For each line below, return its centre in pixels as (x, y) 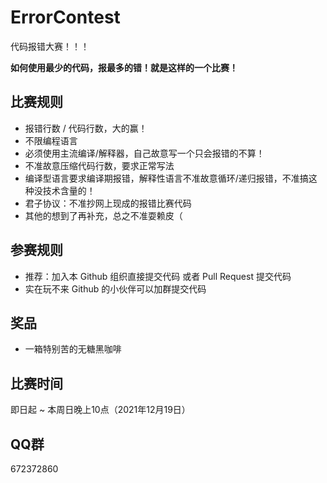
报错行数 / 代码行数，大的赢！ (86, 128)
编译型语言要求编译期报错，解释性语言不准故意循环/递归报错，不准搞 (166, 178)
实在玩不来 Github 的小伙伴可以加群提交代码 (115, 288)
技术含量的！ (69, 190)
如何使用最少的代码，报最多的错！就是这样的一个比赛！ (124, 67)
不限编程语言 (51, 140)
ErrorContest (65, 17)
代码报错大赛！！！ (50, 46)
